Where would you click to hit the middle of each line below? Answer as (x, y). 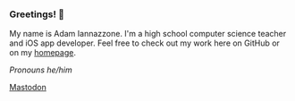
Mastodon (28, 88)
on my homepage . (42, 53)
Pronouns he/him (41, 70)
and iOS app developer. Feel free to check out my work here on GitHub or (144, 43)
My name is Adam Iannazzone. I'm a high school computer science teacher (148, 34)
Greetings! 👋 (37, 14)
